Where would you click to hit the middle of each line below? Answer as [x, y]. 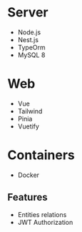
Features [27, 197]
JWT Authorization [45, 222]
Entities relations [42, 214]
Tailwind [30, 111]
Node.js [29, 32]
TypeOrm [32, 47]
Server [28, 12]
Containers [41, 155]
